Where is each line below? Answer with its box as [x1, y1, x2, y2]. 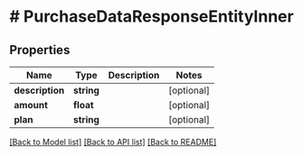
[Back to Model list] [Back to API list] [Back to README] [9, 137, 217, 147]
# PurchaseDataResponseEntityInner [9, 6, 294, 27]
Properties [9, 42, 71, 58]
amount [14, 99, 48, 111]
